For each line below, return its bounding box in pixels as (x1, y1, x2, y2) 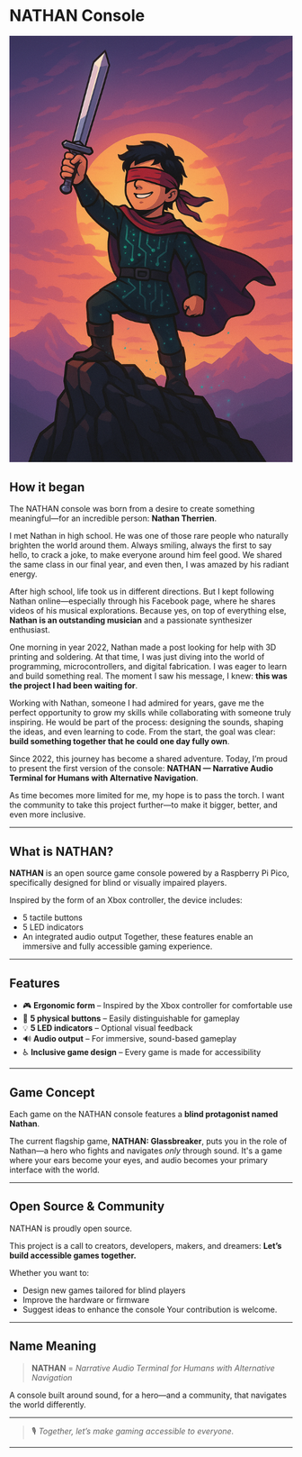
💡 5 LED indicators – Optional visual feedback (22, 1023, 193, 1034)
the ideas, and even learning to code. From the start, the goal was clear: (9, 726, 276, 737)
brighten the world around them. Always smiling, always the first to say (9, 540, 272, 551)
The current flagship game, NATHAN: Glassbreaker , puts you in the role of (9, 1135, 288, 1146)
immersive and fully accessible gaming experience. (22, 941, 213, 952)
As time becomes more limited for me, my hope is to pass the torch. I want (9, 790, 285, 801)
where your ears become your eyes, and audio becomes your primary (9, 1154, 268, 1165)
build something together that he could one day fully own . (9, 736, 230, 747)
